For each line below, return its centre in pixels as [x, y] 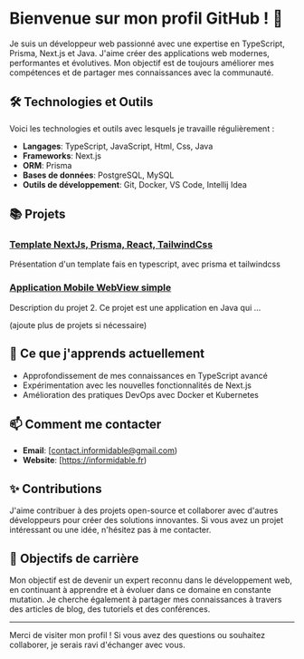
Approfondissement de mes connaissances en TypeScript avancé [145, 375]
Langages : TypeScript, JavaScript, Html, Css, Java [118, 146]
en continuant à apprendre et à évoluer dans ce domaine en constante [140, 589]
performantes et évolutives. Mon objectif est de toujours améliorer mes [142, 63]
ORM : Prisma [47, 165]
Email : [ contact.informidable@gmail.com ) [100, 451]
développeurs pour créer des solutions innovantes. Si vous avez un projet [147, 520]
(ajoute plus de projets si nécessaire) [78, 325]
